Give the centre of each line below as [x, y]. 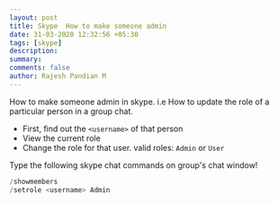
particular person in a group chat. [71, 111]
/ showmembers [34, 181]
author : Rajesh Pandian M [58, 76]
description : [34, 51]
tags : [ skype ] [36, 43]
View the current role [61, 138]
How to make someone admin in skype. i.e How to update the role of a [139, 101]
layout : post [34, 18]
